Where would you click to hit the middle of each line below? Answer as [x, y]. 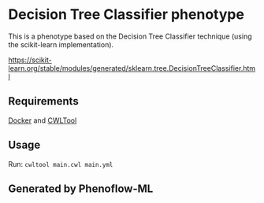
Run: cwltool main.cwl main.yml [61, 164]
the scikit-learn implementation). [61, 44]
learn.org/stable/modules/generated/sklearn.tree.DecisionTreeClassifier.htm [132, 68]
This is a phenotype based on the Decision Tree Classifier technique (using [130, 36]
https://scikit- [30, 60]
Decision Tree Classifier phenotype [126, 15]
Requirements [43, 101]
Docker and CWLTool [43, 120]
